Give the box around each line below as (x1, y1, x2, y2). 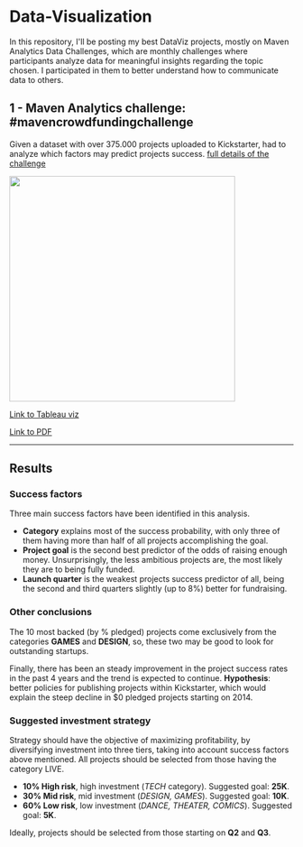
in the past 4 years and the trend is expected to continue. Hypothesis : (9, 672, 271, 683)
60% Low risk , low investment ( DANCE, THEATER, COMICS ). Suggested (22, 800, 293, 811)
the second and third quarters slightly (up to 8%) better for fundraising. (22, 584, 288, 594)
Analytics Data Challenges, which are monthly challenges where (9, 45, 248, 56)
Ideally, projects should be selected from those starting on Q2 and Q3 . (9, 827, 271, 838)
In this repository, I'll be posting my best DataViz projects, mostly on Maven (9, 36, 289, 47)
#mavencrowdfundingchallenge (9, 115, 194, 130)
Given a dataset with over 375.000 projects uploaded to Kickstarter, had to (9, 138, 287, 150)
